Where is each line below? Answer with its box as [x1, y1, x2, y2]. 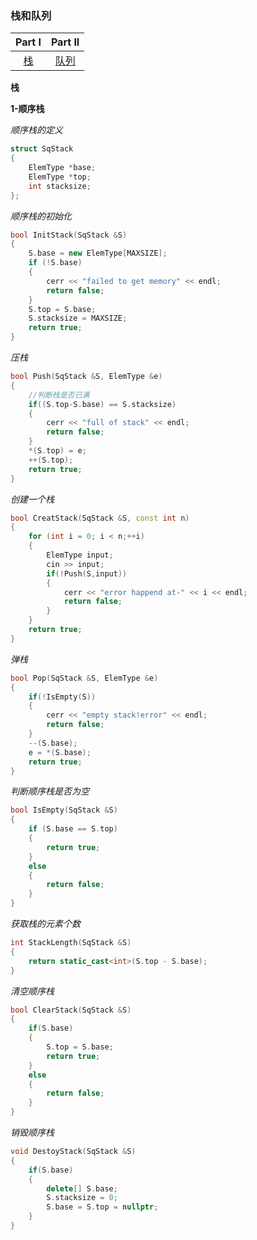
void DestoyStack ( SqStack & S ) [10, 1147, 137, 1157]
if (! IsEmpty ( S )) [28, 692, 97, 702]
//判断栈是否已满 [28, 390, 90, 400]
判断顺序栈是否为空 [10, 785, 90, 797]
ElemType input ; [46, 550, 114, 561]
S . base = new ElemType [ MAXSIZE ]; [28, 248, 168, 259]
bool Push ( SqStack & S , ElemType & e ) [10, 372, 163, 382]
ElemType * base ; [28, 163, 97, 173]
